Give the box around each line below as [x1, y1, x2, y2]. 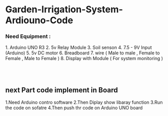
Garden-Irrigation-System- [5, 4, 123, 15]
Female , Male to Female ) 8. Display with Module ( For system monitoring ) [5, 55, 163, 62]
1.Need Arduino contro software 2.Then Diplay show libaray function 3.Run [5, 99, 163, 106]
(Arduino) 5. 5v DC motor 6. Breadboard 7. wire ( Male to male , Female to [5, 50, 160, 56]
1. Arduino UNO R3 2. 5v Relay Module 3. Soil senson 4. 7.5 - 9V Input [5, 45, 152, 51]
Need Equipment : [5, 33, 51, 40]
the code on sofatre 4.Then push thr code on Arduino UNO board [5, 105, 143, 111]
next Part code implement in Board [5, 86, 118, 94]
